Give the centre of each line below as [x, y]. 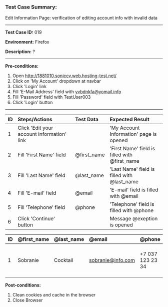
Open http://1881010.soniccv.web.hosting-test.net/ [64, 76]
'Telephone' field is [132, 204]
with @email [124, 196]
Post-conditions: [23, 285]
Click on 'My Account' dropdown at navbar [57, 81]
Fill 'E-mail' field [37, 193]
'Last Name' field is [132, 169]
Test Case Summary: [31, 7]
